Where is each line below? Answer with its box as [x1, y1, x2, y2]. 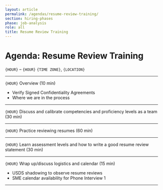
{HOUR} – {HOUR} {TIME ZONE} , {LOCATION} [5, 66, 85, 72]
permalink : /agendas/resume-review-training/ [5, 12, 98, 16]
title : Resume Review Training [5, 29, 68, 34]
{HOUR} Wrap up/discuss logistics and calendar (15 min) [5, 161, 115, 166]
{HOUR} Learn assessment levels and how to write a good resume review [5, 141, 149, 147]
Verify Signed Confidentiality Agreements [12, 89, 96, 95]
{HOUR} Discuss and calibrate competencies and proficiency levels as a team [5, 108, 158, 114]
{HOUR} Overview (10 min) [5, 80, 56, 86]
